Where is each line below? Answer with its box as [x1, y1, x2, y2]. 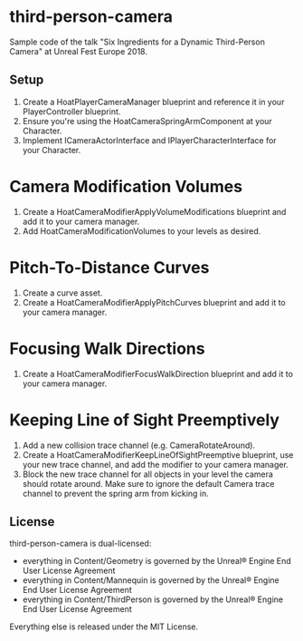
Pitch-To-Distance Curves [9, 257, 210, 277]
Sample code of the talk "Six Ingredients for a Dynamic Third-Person [9, 36, 265, 47]
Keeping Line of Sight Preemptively [9, 410, 280, 430]
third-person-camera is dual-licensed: [9, 538, 152, 549]
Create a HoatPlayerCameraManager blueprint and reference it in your [22, 96, 285, 107]
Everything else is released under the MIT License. [9, 621, 199, 632]
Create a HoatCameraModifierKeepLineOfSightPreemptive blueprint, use [22, 449, 294, 460]
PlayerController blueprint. [22, 106, 121, 117]
